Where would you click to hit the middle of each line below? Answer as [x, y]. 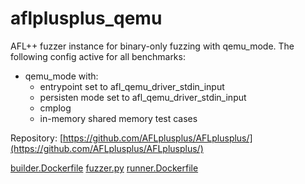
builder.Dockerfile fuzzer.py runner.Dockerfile [104, 168]
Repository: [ [36, 138]
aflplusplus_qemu [86, 18]
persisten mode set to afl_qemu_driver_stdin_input [143, 97]
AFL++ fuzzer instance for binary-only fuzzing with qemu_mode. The [152, 46]
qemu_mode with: [61, 76]
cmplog [55, 108]
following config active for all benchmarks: [98, 56]
